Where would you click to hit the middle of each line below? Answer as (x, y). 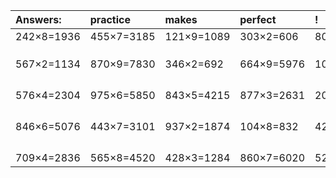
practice (110, 19)
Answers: (38, 19)
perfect (258, 19)
